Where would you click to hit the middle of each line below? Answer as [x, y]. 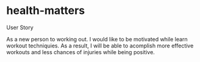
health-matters [46, 11]
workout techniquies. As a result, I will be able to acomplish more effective [100, 46]
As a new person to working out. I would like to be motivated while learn [97, 39]
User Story [20, 27]
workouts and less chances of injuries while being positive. [80, 52]
